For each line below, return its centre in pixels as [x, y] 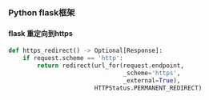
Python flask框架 [42, 12]
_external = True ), [152, 80]
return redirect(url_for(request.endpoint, [111, 66]
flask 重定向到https [41, 33]
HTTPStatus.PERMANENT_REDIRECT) [148, 88]
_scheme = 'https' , [152, 73]
